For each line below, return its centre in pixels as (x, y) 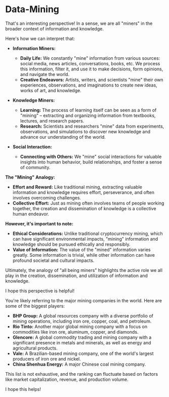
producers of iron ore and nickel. (47, 359)
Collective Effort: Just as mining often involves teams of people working (88, 203)
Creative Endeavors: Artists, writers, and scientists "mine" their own (92, 80)
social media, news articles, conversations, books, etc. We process (90, 63)
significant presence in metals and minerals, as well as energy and (82, 342)
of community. (35, 167)
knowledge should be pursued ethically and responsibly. (71, 244)
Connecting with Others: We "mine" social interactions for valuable (91, 156)
